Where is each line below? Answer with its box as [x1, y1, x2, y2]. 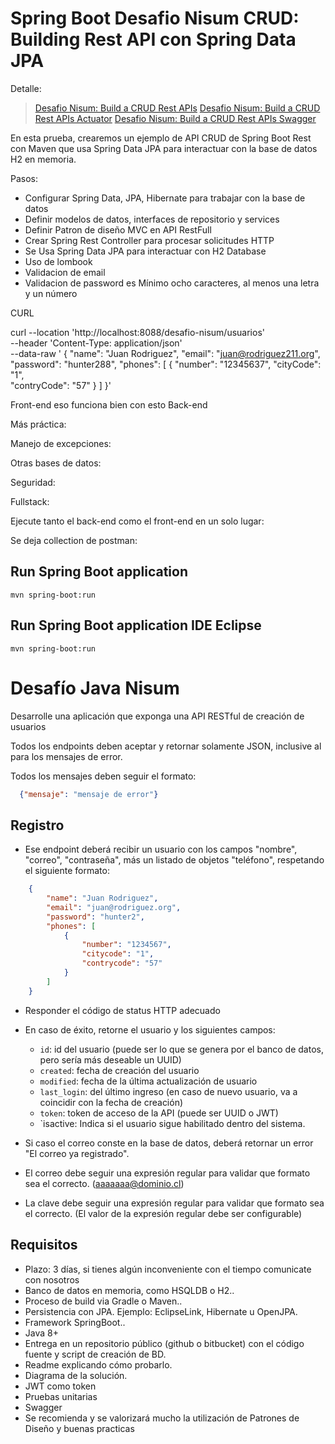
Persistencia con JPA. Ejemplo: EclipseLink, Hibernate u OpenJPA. [24, 1305, 298, 1317]
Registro [10, 817, 65, 834]
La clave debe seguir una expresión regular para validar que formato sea [24, 1197, 325, 1209]
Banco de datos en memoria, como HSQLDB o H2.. [24, 1284, 235, 1296]
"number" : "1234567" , [81, 940, 172, 950]
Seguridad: [10, 476, 56, 488]
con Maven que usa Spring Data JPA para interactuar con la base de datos [10, 142, 318, 154]
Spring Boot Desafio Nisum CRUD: [10, 7, 300, 30]
